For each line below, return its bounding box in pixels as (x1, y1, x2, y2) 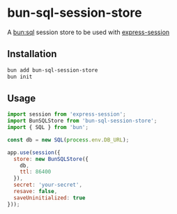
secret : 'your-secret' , (13, 181, 82, 189)
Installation (7, 48, 57, 60)
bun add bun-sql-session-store (7, 66, 98, 74)
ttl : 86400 (20, 169, 52, 176)
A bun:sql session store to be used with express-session (7, 28, 170, 36)
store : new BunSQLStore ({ (13, 155, 89, 162)
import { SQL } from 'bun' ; (7, 124, 89, 131)
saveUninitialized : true (13, 194, 86, 201)
